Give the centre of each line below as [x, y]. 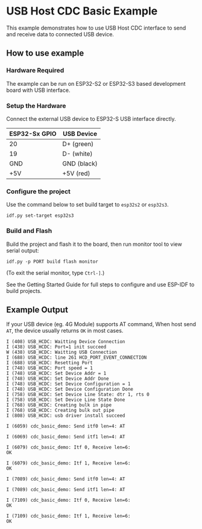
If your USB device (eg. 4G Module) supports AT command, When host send [101, 324]
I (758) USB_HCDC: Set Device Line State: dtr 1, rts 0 [78, 395]
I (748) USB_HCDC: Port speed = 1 [50, 368]
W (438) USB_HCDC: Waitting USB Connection [62, 352]
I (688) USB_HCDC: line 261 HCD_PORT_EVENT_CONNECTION [77, 357]
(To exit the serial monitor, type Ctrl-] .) [55, 272]
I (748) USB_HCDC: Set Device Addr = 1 [56, 374]
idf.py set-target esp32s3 [40, 216]
